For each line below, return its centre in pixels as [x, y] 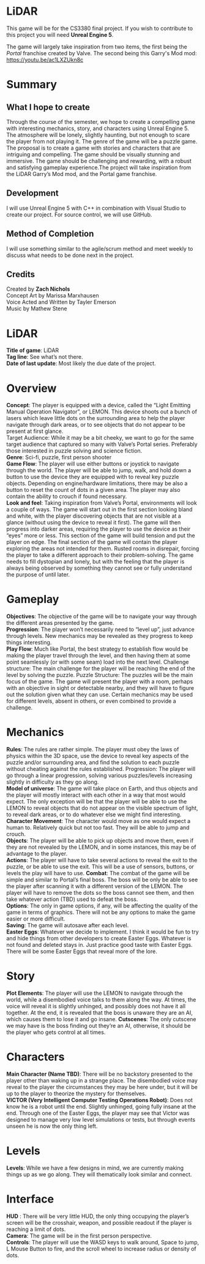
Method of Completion [50, 234]
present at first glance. [35, 431]
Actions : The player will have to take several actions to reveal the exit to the [102, 860]
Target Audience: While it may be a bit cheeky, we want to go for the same [100, 438]
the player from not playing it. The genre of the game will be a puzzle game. [102, 141]
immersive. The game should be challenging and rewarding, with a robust [99, 161]
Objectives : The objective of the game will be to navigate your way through [102, 616]
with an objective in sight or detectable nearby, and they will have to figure [100, 688]
